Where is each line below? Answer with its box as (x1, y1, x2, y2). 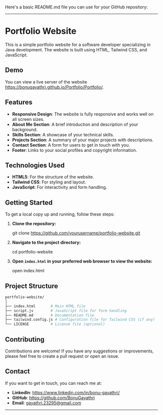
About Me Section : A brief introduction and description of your (12, 121, 138, 127)
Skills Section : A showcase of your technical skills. (12, 132, 114, 137)
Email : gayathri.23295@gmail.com (12, 400, 81, 406)
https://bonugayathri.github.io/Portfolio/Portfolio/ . (5, 84, 104, 90)
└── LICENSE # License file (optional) (5, 322, 105, 327)
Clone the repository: (12, 221, 56, 227)
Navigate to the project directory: (12, 240, 81, 246)
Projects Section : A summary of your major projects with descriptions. (12, 137, 154, 143)
